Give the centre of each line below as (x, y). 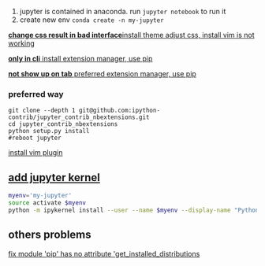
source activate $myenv (47, 203)
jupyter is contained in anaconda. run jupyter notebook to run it (123, 11)
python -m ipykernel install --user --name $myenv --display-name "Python (134, 210)
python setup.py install (49, 131)
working (22, 43)
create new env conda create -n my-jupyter (91, 20)
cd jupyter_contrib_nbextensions (63, 124)
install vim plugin (35, 153)
